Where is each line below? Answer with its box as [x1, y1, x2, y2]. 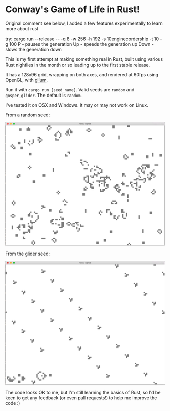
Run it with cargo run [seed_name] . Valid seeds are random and [5, 86, 135, 92]
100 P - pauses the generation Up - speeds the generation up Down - [9, 41, 154, 47]
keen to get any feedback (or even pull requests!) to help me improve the [5, 395, 157, 401]
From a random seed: [5, 112, 50, 118]
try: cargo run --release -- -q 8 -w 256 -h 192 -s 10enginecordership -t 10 [5, 36, 159, 42]
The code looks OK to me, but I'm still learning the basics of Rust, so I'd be [5, 390, 161, 396]
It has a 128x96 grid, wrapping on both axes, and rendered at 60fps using [5, 71, 158, 77]
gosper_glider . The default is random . [5, 92, 82, 98]
